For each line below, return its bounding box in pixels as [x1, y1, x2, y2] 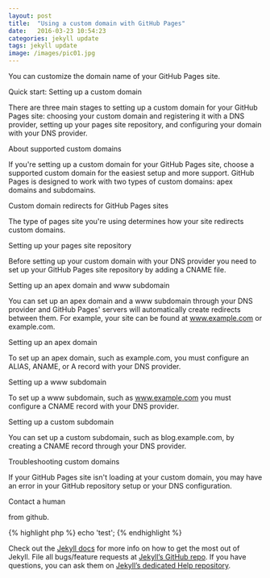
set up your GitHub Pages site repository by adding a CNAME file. [8, 265, 226, 274]
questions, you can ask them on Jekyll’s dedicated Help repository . [8, 561, 231, 570]
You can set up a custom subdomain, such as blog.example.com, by [8, 433, 235, 442]
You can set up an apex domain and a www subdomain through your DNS [8, 296, 253, 306]
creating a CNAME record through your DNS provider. [8, 441, 187, 451]
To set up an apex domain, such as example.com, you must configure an [8, 353, 250, 363]
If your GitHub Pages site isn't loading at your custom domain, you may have [8, 472, 263, 482]
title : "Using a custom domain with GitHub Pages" [8, 19, 185, 27]
